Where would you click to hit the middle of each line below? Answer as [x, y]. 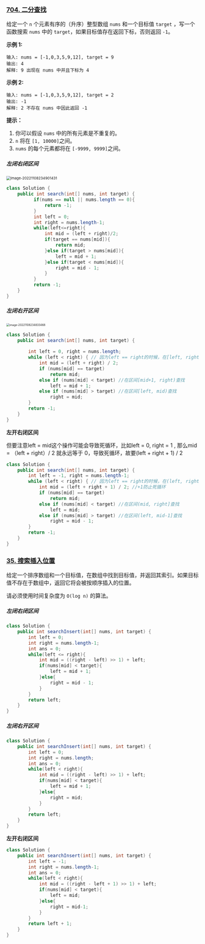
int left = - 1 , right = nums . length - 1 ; [79, 476]
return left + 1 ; [50, 924]
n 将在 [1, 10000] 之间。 [45, 141]
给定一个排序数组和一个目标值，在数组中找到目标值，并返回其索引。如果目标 [103, 575]
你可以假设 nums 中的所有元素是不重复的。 [68, 133]
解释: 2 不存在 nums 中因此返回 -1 [47, 108]
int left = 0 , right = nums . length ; [75, 352]
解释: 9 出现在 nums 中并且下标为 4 [48, 71]
